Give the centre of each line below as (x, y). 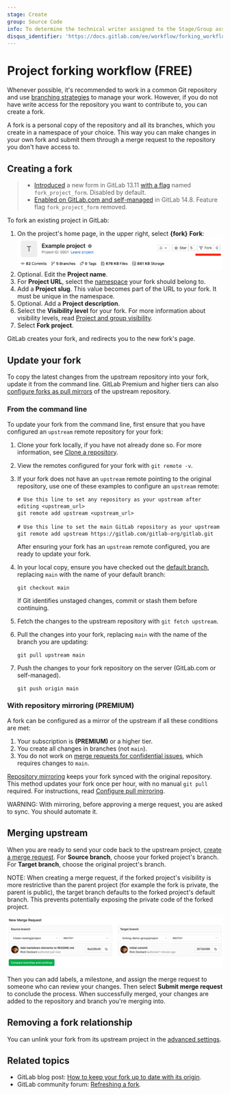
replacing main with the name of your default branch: (91, 574)
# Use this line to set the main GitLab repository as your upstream (118, 527)
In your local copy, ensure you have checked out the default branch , (113, 567)
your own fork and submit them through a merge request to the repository (111, 140)
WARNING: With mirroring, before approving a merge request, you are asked (115, 804)
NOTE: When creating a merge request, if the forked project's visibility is (109, 878)
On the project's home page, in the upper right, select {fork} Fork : (111, 234)
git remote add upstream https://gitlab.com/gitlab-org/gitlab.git (115, 534)
